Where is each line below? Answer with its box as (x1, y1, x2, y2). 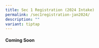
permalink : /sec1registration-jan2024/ (5, 12, 90, 17)
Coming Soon (5, 37, 35, 43)
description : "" (5, 17, 40, 22)
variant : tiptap (5, 21, 40, 27)
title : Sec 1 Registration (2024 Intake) (5, 7, 95, 13)
